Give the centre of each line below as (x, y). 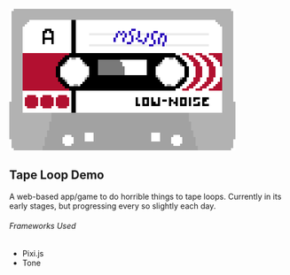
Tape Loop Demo (57, 176)
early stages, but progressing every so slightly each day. (113, 206)
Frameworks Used (43, 226)
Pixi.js (33, 254)
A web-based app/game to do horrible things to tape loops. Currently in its (145, 196)
